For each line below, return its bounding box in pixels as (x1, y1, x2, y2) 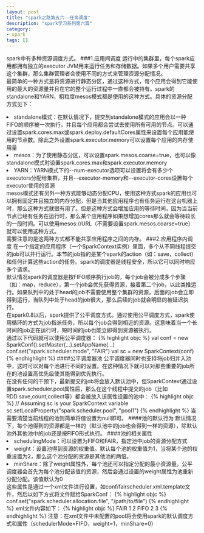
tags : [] (6, 37, 29, 43)
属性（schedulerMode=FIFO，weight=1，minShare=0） (16, 520, 157, 527)
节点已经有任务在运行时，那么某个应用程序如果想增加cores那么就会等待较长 (6, 213, 196, 219)
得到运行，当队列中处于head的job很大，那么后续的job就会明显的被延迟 (6, 296, 183, 303)
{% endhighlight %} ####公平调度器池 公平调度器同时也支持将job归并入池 (6, 355, 191, 362)
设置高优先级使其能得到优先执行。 (22, 370, 107, 377)
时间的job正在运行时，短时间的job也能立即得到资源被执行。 (6, 327, 155, 334)
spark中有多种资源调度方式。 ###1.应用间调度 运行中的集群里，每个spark (6, 55, 190, 62)
